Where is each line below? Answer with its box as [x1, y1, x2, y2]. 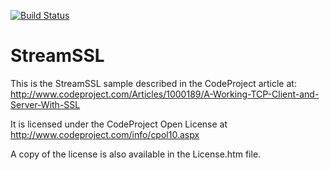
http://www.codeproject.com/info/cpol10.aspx [10, 128, 200, 140]
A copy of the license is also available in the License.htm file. [10, 148, 262, 160]
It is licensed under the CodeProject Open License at [10, 118, 228, 130]
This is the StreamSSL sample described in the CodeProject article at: [10, 77, 297, 89]
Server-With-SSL [10, 98, 81, 110]
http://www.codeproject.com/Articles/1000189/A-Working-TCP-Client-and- [10, 88, 320, 100]
